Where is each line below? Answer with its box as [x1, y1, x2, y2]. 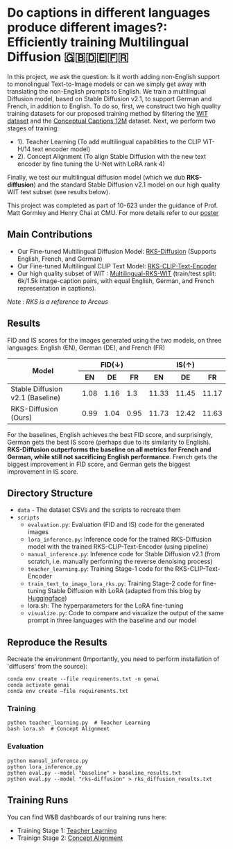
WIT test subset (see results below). [7, 187, 111, 196]
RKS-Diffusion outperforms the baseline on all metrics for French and [7, 445, 212, 454]
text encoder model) [32, 144, 91, 153]
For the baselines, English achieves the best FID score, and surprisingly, [7, 430, 213, 438]
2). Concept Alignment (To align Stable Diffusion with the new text [17, 152, 207, 160]
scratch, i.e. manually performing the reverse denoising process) [27, 557, 213, 566]
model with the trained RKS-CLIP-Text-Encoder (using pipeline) [27, 542, 209, 551]
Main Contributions [7, 229, 93, 241]
